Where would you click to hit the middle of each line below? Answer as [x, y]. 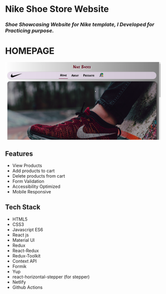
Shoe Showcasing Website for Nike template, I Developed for [80, 25]
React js [21, 235]
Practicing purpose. [30, 31]
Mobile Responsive [32, 192]
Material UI [23, 240]
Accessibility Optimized [36, 186]
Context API [24, 261]
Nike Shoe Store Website [57, 9]
